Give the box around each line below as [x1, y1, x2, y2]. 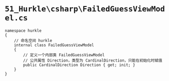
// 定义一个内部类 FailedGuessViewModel [23, 52, 105, 57]
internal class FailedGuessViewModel [14, 43, 94, 48]
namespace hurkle [5, 28, 42, 33]
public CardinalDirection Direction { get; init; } [23, 62, 136, 68]
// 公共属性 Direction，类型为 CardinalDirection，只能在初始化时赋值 [23, 58, 163, 63]
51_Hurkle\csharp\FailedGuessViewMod [5, 4, 165, 14]
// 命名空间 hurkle [14, 38, 52, 43]
